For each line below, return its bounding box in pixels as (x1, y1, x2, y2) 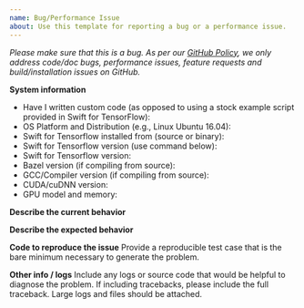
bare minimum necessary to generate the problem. (9, 252, 200, 262)
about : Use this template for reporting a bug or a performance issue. (9, 22, 287, 31)
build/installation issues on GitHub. (9, 66, 141, 77)
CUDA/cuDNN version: (22, 179, 108, 190)
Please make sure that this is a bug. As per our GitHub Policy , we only (9, 46, 272, 57)
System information (9, 84, 86, 95)
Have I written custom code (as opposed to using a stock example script (22, 101, 295, 112)
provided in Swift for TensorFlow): (22, 111, 151, 122)
